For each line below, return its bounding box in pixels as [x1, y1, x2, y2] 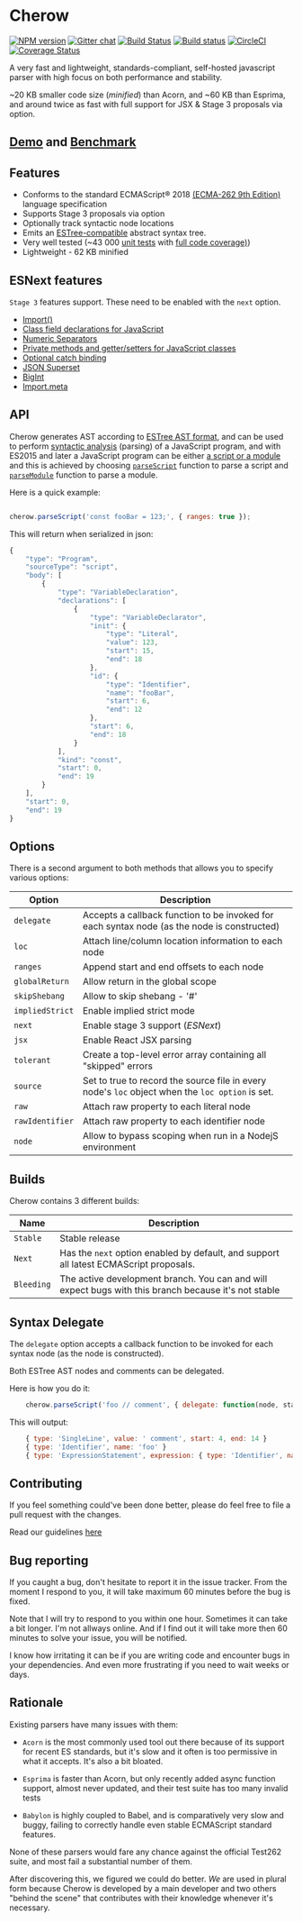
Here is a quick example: [9, 487, 101, 497]
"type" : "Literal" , [105, 630, 179, 639]
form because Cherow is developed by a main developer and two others [9, 1882, 277, 1893]
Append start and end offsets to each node [82, 961, 264, 973]
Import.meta [22, 380, 68, 392]
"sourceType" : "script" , [25, 562, 119, 572]
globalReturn [13, 977, 70, 987]
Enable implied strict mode [82, 1005, 195, 1017]
